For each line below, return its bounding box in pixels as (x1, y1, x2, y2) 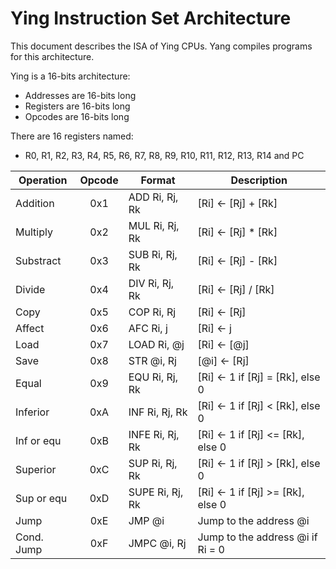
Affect (15, 321, 45, 335)
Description (230, 173, 288, 187)
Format (140, 173, 176, 187)
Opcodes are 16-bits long (24, 110, 130, 122)
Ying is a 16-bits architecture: (10, 70, 131, 82)
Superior (15, 462, 57, 476)
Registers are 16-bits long (24, 100, 131, 112)
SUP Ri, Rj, (128, 456, 178, 470)
